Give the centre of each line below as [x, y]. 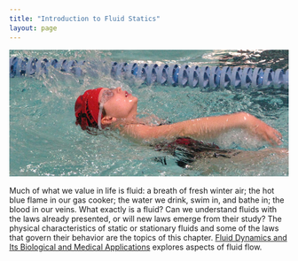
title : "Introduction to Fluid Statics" [85, 19]
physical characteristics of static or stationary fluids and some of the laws [144, 228]
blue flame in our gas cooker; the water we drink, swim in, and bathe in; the [147, 200]
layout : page [33, 28]
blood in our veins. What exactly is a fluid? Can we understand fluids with [143, 209]
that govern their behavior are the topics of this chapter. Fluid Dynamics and [149, 237]
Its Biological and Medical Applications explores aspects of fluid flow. [136, 247]
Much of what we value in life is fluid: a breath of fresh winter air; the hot [142, 190]
